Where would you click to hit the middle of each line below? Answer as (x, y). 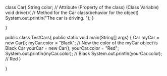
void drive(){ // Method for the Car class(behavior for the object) (72, 13)
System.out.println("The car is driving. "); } (50, 18)
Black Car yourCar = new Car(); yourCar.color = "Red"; (62, 48)
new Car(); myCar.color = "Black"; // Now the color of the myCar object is (81, 43)
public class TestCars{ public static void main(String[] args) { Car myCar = (82, 37)
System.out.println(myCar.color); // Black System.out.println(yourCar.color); (84, 53)
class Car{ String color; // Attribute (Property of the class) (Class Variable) (82, 7)
